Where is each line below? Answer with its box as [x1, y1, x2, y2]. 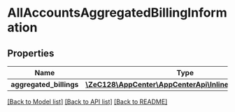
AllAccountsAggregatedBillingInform [7, 5, 227, 21]
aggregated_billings [10, 80, 79, 89]
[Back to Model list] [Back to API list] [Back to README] [7, 97, 168, 106]
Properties [7, 47, 55, 59]
